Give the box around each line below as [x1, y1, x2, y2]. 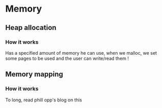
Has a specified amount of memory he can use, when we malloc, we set [5, 50, 157, 56]
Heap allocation [5, 23, 57, 32]
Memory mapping [5, 70, 63, 79]
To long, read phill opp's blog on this [5, 97, 82, 103]
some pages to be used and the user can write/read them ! [5, 55, 129, 61]
